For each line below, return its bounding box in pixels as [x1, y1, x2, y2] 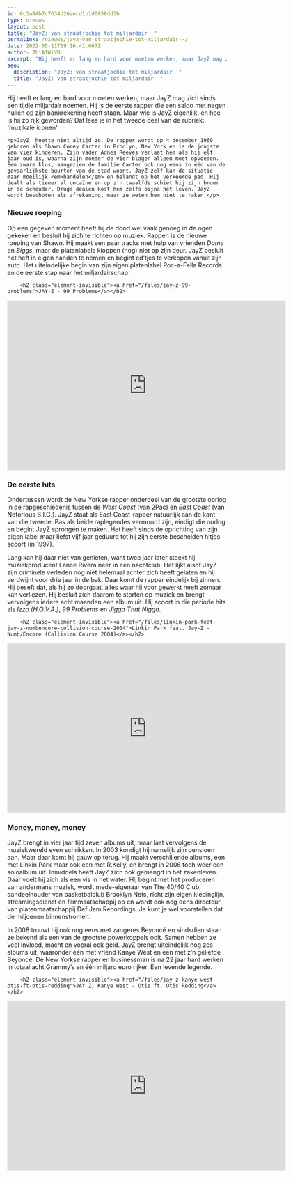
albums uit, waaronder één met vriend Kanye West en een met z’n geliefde [7, 948, 221, 957]
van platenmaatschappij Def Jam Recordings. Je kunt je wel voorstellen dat [7, 905, 223, 913]
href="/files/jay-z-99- [122, 281, 191, 289]
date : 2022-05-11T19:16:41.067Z [7, 42, 101, 49]
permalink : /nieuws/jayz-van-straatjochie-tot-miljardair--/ [7, 36, 189, 43]
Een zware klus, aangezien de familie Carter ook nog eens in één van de [7, 162, 226, 168]
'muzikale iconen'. [7, 123, 59, 132]
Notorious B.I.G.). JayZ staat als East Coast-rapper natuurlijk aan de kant [7, 510, 216, 519]
